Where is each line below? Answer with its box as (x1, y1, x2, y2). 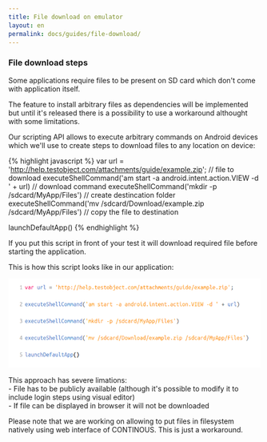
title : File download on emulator (8, 13, 124, 21)
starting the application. (8, 247, 86, 256)
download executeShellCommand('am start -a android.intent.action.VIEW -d (8, 173, 259, 183)
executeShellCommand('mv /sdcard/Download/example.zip (8, 199, 205, 208)
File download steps (8, 57, 88, 68)
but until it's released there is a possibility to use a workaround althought (8, 108, 248, 118)
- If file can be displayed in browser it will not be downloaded (8, 400, 209, 410)
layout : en (8, 21, 45, 30)
